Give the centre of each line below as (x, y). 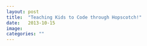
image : (15, 28)
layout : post (23, 12)
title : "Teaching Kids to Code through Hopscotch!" (74, 17)
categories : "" (25, 34)
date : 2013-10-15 (31, 23)
